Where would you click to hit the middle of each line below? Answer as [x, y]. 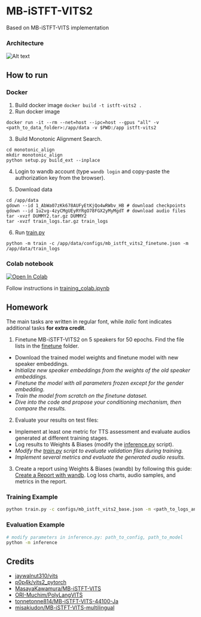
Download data [33, 189]
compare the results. [40, 409]
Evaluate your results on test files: [57, 420]
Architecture [25, 43]
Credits [20, 561]
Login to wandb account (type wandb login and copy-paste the [92, 171]
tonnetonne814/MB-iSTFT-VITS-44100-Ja [66, 601]
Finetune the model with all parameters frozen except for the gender [99, 383]
